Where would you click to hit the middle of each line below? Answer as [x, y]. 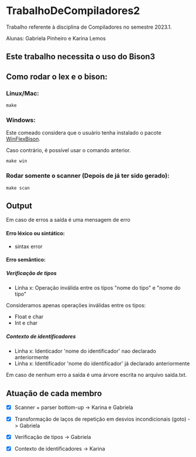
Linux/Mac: [23, 93]
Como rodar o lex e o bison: [57, 76]
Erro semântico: [26, 260]
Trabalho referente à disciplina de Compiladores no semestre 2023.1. [89, 27]
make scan [18, 188]
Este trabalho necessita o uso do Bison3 [80, 57]
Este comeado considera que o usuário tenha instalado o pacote [84, 133]
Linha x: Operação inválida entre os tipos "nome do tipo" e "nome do [97, 288]
